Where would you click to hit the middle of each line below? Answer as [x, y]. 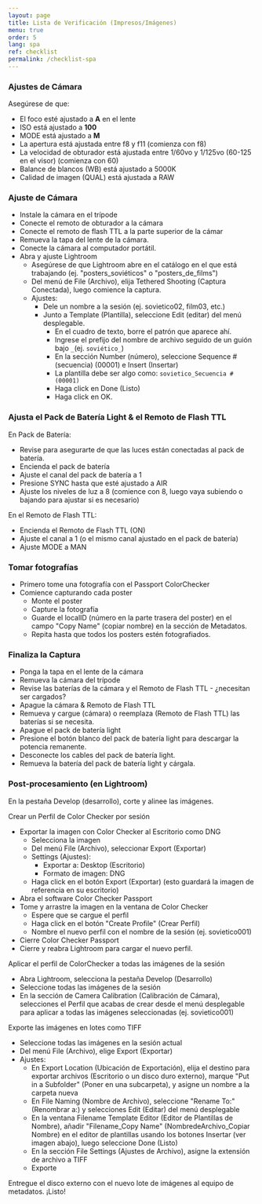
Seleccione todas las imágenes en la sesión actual [101, 1042]
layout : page [29, 15]
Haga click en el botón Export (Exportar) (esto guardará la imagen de [142, 881]
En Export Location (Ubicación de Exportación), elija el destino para [140, 1067]
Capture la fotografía [65, 609]
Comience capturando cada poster [76, 593]
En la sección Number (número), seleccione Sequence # [146, 357]
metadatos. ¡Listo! [37, 1191]
